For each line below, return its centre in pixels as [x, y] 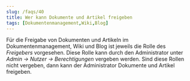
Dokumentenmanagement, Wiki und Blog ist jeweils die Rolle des [86, 46]
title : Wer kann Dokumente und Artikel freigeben [70, 17]
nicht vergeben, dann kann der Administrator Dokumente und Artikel [91, 65]
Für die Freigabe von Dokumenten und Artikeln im [67, 40]
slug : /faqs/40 [25, 12]
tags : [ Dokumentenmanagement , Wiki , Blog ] [58, 23]
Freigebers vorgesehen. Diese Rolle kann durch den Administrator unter [95, 53]
